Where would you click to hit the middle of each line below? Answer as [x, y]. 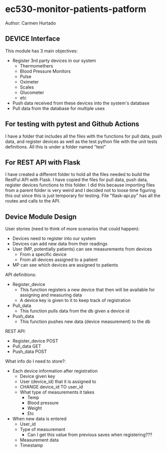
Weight [35, 408]
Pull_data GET [27, 346]
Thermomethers [36, 65]
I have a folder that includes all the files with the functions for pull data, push [83, 136]
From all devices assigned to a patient [59, 260]
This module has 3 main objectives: [42, 50]
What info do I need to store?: [36, 361]
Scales [27, 87]
